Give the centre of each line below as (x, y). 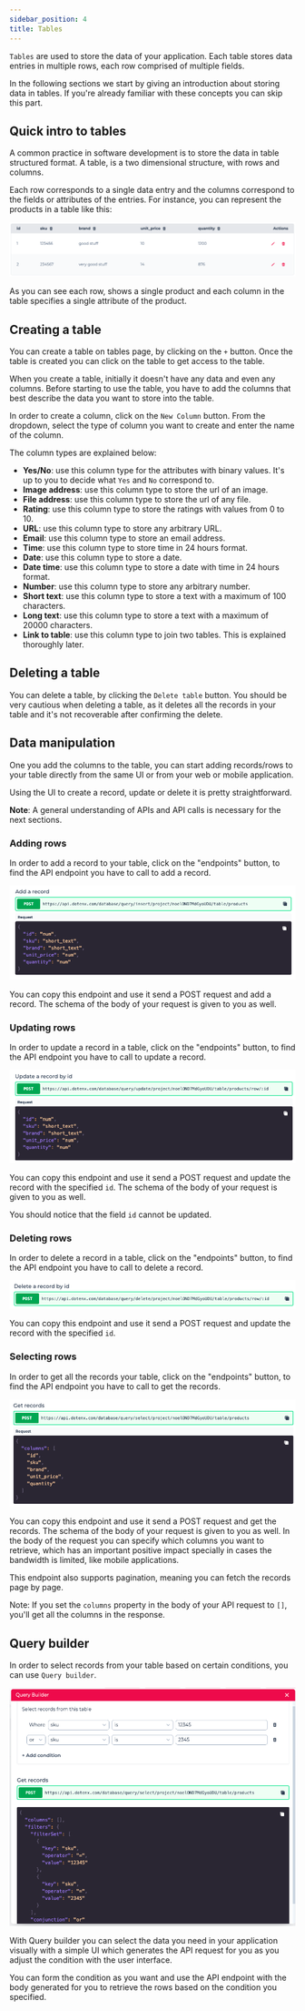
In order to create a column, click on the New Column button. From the (138, 416)
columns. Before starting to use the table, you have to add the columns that (150, 389)
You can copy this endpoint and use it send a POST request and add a (141, 995)
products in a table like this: (61, 209)
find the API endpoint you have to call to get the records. (115, 1386)
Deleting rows (41, 1238)
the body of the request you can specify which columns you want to (137, 1541)
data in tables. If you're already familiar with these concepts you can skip (146, 93)
